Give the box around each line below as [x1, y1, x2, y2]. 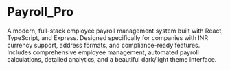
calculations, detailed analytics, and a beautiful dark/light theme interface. [7, 55, 217, 63]
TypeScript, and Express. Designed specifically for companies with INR [7, 33, 208, 41]
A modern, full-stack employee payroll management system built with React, [7, 27, 223, 35]
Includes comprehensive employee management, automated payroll [7, 48, 199, 56]
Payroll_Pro [7, 4, 74, 20]
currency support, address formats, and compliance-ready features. [7, 41, 200, 49]
